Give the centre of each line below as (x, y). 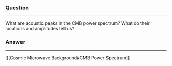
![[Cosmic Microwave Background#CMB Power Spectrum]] (68, 58)
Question (17, 8)
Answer (15, 42)
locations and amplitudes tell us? (40, 29)
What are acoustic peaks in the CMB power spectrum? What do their (78, 23)
